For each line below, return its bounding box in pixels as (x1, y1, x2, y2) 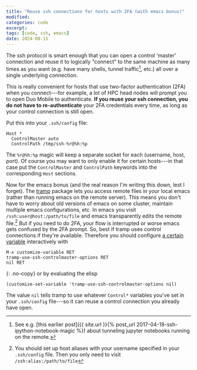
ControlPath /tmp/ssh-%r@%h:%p (11, 141, 88, 147)
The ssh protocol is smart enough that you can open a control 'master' (6, 52, 176, 59)
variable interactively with (6, 238, 69, 245)
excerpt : (6, 25, 28, 31)
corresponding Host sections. (6, 169, 77, 176)
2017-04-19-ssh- (136, 321, 178, 328)
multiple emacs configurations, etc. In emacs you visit (6, 206, 136, 213)
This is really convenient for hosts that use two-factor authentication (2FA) (6, 83, 186, 90)
